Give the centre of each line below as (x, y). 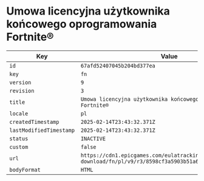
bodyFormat (25, 169)
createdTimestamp (34, 122)
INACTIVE (93, 138)
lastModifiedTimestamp (42, 130)
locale (19, 113)
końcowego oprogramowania (82, 24)
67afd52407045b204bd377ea (118, 66)
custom (19, 147)
